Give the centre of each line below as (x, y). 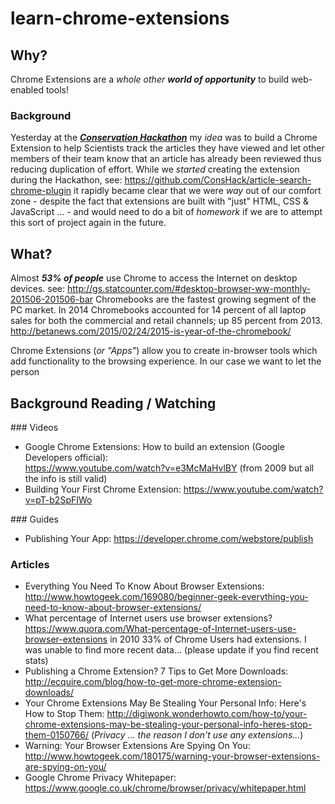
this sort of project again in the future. (88, 223)
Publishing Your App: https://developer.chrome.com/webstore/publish (169, 538)
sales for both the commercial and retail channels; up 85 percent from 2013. (166, 321)
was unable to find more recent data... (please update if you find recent (171, 650)
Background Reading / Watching (113, 403)
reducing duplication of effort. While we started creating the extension (155, 169)
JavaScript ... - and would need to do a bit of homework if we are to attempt (166, 212)
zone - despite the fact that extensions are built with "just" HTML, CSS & (159, 201)
